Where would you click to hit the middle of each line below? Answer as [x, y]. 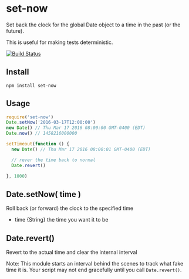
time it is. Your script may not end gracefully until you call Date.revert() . [94, 270]
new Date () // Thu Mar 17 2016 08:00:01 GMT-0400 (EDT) [81, 149]
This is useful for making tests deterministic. [60, 42]
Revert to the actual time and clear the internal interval [72, 252]
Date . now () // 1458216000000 [42, 134]
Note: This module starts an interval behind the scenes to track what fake [95, 264]
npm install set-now [31, 86]
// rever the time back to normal [53, 160]
